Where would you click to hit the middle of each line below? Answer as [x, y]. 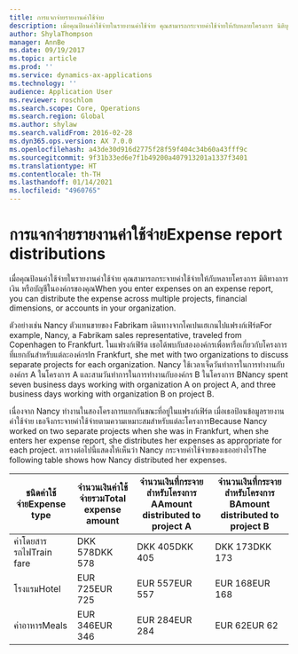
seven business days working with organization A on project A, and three [143, 384]
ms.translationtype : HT [53, 166]
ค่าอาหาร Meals [41, 625]
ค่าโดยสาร [30, 540]
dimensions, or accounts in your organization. [93, 308]
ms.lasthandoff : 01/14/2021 [61, 183]
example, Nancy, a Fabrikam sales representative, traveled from [125, 335]
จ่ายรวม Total [103, 498]
